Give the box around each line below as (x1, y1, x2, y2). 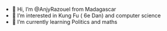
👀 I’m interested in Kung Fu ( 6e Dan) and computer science (11, 12, 162, 19)
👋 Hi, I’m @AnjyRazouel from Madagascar (11, 6, 117, 13)
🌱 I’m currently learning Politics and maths (11, 18, 118, 25)
